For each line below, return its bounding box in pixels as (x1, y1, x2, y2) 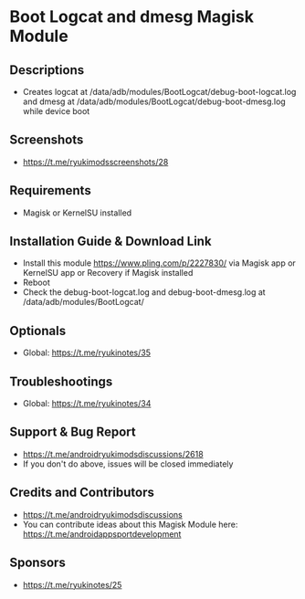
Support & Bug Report (9, 425, 136, 440)
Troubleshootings (9, 373, 113, 389)
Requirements (9, 183, 91, 198)
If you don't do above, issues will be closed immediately (22, 458, 234, 469)
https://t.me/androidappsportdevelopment (22, 528, 182, 540)
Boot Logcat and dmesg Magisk (9, 6, 254, 27)
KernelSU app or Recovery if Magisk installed (22, 268, 194, 278)
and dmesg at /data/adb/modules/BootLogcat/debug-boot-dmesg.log (22, 96, 286, 107)
